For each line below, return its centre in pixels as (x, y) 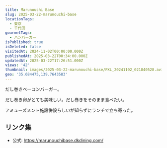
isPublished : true (24, 42)
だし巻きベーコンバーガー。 (34, 89)
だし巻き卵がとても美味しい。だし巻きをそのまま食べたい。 (66, 99)
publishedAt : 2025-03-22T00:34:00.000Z (46, 56)
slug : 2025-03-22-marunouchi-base (41, 14)
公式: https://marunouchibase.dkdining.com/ (58, 140)
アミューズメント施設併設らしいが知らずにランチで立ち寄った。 (70, 110)
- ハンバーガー (23, 38)
